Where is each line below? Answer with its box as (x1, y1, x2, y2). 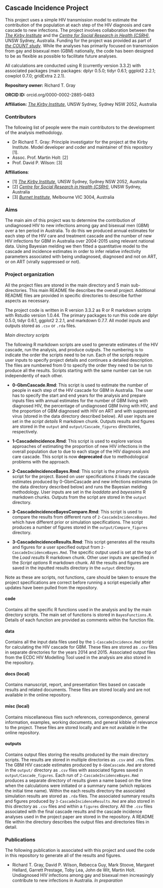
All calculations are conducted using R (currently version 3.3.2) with (5, 62, 141, 68)
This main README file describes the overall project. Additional (29, 287, 156, 293)
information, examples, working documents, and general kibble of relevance (5, 719, 158, 725)
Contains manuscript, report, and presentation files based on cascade (5, 682, 145, 688)
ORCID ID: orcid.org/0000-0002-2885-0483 (5, 92, 95, 97)
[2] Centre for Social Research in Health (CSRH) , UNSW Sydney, (12, 184, 142, 190)
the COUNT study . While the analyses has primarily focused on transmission (5, 42, 159, 48)
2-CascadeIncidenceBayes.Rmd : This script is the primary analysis (12, 468, 149, 474)
